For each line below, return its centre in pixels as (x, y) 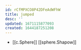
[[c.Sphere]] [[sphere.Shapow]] (44, 42)
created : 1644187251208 (30, 28)
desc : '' (14, 19)
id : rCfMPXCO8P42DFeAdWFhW (33, 10)
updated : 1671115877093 (30, 24)
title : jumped (20, 14)
